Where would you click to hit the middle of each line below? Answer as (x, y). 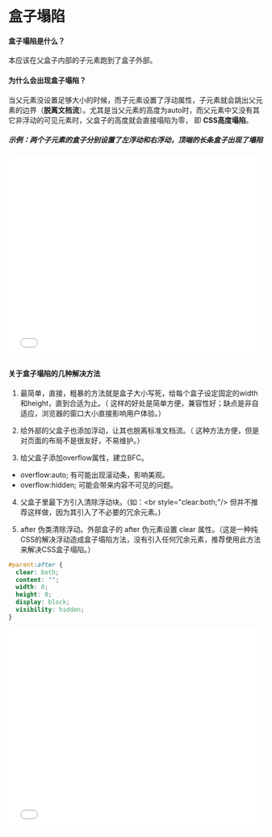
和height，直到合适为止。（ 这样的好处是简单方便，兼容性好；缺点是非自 (140, 403)
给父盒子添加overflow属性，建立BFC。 (84, 458)
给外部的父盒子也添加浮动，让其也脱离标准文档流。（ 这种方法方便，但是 (140, 430)
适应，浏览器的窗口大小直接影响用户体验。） (92, 413)
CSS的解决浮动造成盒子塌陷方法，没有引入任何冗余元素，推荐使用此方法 (140, 539)
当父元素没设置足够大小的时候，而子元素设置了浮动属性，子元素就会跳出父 (132, 100)
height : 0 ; (34, 595)
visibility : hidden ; (50, 610)
